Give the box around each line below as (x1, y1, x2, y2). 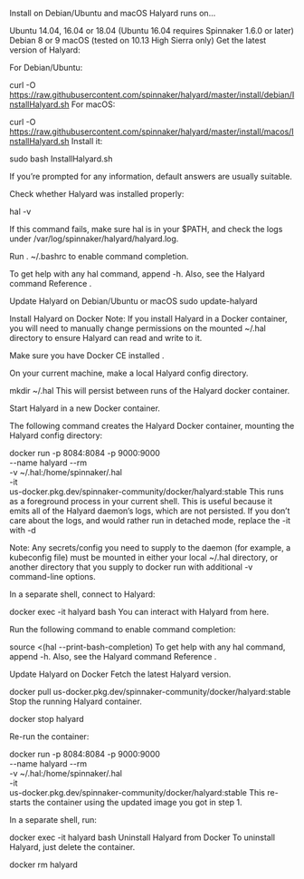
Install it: (71, 136, 103, 146)
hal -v (9, 206, 32, 217)
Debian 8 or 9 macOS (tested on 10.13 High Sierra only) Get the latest (9, 35, 267, 45)
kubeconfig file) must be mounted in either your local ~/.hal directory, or (9, 552, 279, 562)
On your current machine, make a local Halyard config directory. (9, 367, 249, 378)
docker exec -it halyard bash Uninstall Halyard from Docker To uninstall (9, 832, 276, 843)
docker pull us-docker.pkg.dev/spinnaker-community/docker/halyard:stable (9, 687, 291, 697)
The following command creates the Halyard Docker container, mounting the (9, 421, 295, 431)
